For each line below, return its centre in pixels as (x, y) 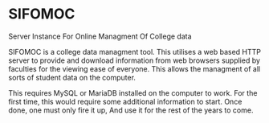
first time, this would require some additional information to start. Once (125, 101)
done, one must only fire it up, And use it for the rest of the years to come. (131, 110)
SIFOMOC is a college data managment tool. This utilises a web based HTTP (134, 51)
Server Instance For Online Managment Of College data (100, 36)
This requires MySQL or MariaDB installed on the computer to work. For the (133, 92)
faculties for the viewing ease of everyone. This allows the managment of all (134, 68)
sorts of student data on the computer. (72, 77)
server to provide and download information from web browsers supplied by (134, 60)
